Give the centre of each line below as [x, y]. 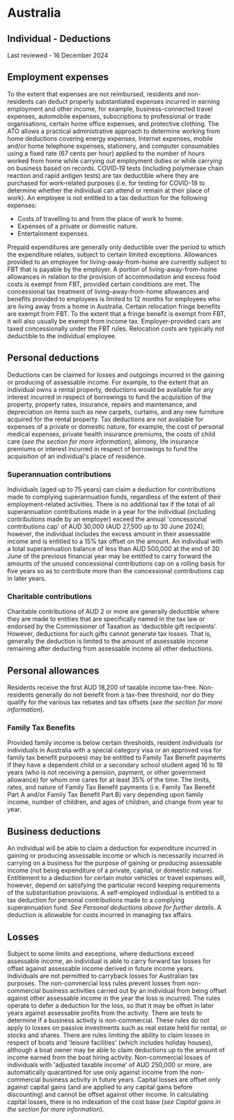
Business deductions [54, 831]
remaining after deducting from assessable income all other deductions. [110, 649]
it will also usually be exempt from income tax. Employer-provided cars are [114, 321]
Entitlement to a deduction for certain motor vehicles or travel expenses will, [117, 878]
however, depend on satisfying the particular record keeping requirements [114, 885]
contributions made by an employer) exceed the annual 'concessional [107, 519]
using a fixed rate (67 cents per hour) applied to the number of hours [106, 153]
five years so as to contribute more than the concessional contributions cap [116, 570]
